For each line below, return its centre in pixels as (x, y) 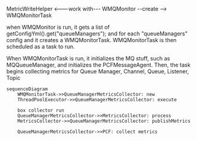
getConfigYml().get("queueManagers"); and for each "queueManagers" (97, 34)
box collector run (41, 110)
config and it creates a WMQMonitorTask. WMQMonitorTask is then (91, 40)
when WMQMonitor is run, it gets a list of (58, 27)
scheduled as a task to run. (41, 46)
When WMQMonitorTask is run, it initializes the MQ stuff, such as (88, 58)
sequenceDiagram (27, 89)
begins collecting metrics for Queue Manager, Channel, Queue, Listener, (98, 71)
